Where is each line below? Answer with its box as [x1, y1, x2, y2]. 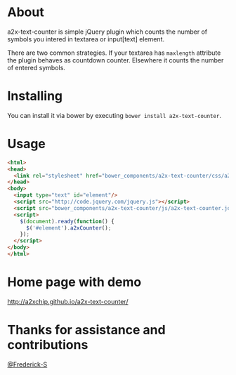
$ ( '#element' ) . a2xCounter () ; [25, 224, 112, 232]
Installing [7, 88, 63, 104]
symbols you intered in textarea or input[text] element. [7, 34, 165, 43]
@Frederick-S [7, 360, 48, 369]
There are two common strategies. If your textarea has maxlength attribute [7, 48, 221, 57]
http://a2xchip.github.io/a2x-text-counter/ [7, 297, 129, 305]
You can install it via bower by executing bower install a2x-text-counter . [7, 111, 222, 119]
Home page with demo [7, 275, 142, 290]
